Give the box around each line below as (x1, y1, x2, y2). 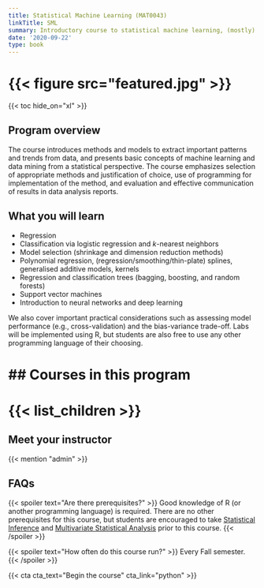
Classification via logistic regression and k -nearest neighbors (19, 238, 219, 249)
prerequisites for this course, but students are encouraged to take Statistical (8, 515, 256, 524)
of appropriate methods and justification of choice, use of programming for (8, 170, 252, 179)
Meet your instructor (8, 433, 113, 447)
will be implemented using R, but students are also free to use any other (8, 329, 242, 339)
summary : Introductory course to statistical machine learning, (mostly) (8, 26, 256, 34)
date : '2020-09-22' (8, 33, 73, 42)
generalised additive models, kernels (19, 264, 139, 273)
